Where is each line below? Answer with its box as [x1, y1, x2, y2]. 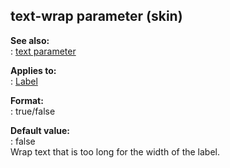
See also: [10, 34, 50, 46]
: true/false [10, 105, 56, 117]
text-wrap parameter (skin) [10, 8, 183, 25]
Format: [10, 94, 44, 106]
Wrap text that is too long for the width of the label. [10, 145, 221, 158]
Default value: [10, 124, 70, 136]
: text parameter [10, 45, 77, 57]
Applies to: [10, 64, 57, 76]
